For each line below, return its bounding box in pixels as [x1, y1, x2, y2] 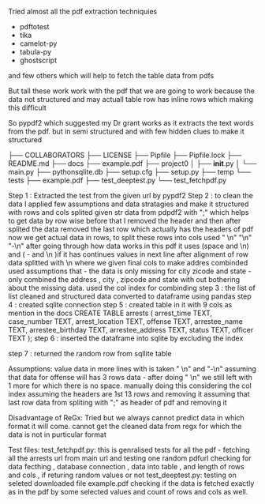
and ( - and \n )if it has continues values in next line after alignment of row [8, 250, 248, 259]
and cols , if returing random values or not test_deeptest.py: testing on [8, 470, 237, 480]
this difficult [8, 103, 47, 112]
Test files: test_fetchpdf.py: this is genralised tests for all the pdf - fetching [8, 446, 250, 454]
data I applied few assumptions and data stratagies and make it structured [8, 199, 249, 209]
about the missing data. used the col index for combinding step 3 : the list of [8, 284, 256, 292]
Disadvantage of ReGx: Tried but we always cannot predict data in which [8, 413, 244, 422]
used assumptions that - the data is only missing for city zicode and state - [8, 266, 252, 276]
